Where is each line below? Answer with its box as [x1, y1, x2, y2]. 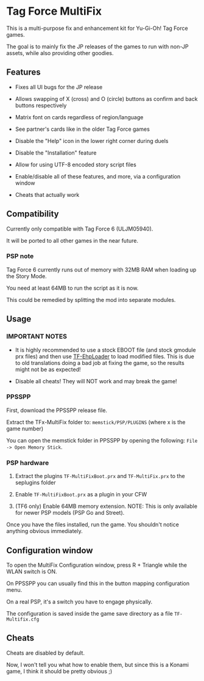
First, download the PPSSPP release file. [6, 407, 108, 414]
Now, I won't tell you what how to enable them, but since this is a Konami [6, 661, 189, 668]
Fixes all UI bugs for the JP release [15, 83, 103, 90]
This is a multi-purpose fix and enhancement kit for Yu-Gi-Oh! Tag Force [6, 24, 188, 32]
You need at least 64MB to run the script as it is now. [6, 284, 139, 292]
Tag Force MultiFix [6, 4, 102, 18]
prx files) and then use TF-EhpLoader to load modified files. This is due [15, 353, 195, 360]
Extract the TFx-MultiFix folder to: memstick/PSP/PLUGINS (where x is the [6, 418, 186, 425]
